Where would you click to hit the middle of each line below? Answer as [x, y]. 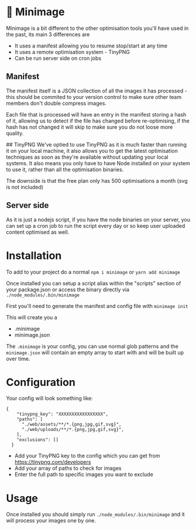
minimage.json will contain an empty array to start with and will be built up [95, 352]
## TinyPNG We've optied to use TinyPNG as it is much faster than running [97, 144]
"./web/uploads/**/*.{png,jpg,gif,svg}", [73, 430]
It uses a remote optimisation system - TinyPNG [72, 52]
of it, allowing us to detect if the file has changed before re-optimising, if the [98, 121]
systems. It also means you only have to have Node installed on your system [98, 163]
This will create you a [32, 317]
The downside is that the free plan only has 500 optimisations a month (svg [97, 180]
